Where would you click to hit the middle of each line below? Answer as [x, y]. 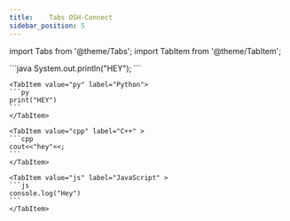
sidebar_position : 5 [47, 26]
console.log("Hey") [45, 193]
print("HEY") [33, 100]
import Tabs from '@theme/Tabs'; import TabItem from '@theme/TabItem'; [145, 51]
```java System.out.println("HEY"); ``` [75, 68]
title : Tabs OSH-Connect [61, 17]
